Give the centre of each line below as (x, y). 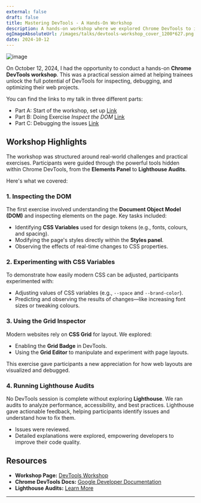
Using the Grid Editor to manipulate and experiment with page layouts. (102, 352)
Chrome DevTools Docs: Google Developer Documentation (88, 481)
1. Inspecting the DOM (39, 196)
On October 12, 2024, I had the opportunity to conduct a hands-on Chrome (99, 68)
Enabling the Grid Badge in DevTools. (61, 346)
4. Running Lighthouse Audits (50, 386)
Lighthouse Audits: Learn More (54, 488)
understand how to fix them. (41, 418)
